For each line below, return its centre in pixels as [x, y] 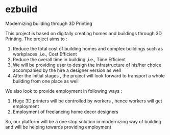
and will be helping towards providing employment [58, 127]
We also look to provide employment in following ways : [64, 91]
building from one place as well [46, 81]
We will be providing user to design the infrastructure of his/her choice [87, 65]
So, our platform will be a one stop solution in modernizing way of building [83, 121]
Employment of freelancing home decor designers [65, 112]
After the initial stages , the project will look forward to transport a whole [89, 75]
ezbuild [21, 9]
